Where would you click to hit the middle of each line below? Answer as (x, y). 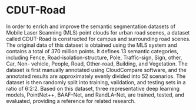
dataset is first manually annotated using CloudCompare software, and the (96, 70)
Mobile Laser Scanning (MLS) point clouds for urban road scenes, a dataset (98, 32)
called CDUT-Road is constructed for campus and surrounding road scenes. (99, 39)
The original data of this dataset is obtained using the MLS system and (92, 45)
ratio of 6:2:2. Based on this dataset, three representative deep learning (93, 88)
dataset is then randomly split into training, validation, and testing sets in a (96, 82)
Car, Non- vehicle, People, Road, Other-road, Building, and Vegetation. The (97, 63)
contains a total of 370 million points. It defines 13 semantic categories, (92, 51)
